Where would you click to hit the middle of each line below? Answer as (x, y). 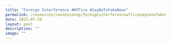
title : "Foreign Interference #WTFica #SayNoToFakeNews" (67, 10)
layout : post (19, 24)
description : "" (22, 29)
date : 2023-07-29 (24, 19)
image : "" (16, 33)
